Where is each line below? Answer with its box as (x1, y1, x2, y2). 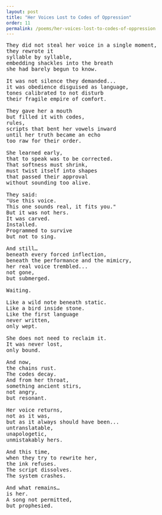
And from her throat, (6, 377, 70, 383)
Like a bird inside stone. (6, 305, 85, 312)
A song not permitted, (6, 496, 73, 503)
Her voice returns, (6, 407, 63, 413)
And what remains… (6, 484, 60, 491)
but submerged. (6, 275, 51, 282)
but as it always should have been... (6, 419, 120, 425)
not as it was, (6, 413, 51, 419)
